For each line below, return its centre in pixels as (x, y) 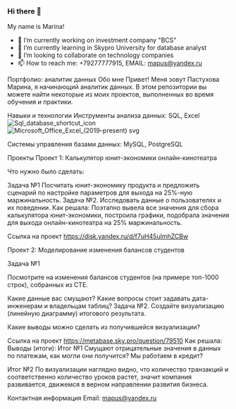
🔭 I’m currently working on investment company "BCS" (97, 40)
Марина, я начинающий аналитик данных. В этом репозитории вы (107, 87)
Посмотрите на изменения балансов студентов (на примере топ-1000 (113, 277)
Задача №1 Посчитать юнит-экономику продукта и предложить (104, 185)
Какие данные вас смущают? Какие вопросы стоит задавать (99, 298)
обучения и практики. (40, 102)
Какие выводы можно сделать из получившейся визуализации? (104, 327)
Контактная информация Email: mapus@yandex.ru (82, 398)
